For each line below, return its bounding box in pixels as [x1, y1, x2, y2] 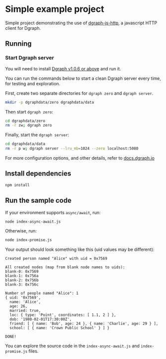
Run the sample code [5, 196, 72, 205]
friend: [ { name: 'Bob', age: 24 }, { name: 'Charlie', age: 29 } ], [9, 321, 159, 326]
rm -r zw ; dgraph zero [5, 123, 52, 128]
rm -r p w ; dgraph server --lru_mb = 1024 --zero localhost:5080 [5, 146, 139, 151]
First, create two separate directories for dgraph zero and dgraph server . [5, 90, 154, 96]
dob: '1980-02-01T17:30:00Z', [9, 317, 72, 322]
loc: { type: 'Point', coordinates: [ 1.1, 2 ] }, [9, 312, 116, 318]
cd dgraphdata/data [5, 141, 46, 147]
